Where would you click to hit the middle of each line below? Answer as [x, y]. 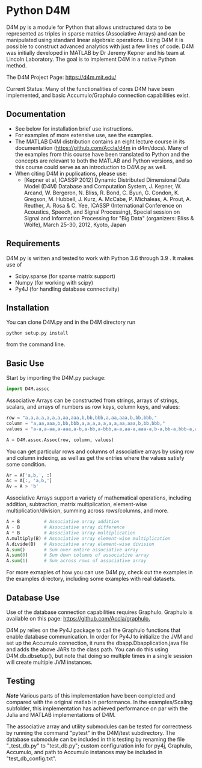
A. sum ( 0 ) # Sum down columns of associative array [78, 555]
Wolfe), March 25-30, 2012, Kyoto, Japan [75, 225]
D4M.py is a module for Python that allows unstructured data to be [89, 27]
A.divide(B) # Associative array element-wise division [80, 544]
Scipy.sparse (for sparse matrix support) [65, 276]
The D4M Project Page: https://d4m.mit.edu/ [61, 77]
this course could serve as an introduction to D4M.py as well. [91, 167]
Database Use [33, 597]
